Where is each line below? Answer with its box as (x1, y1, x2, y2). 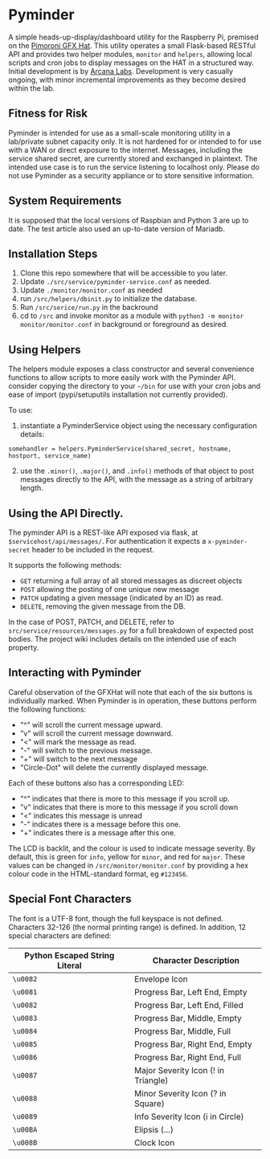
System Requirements (8, 194, 122, 208)
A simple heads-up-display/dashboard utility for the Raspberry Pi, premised (8, 32, 259, 42)
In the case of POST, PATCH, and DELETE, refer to (8, 617, 174, 626)
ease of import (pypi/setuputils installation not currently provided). (8, 390, 228, 399)
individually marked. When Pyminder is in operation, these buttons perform (8, 696, 257, 705)
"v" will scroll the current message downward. (19, 728, 174, 738)
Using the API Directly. (8, 506, 124, 520)
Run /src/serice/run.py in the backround (19, 303, 158, 312)
